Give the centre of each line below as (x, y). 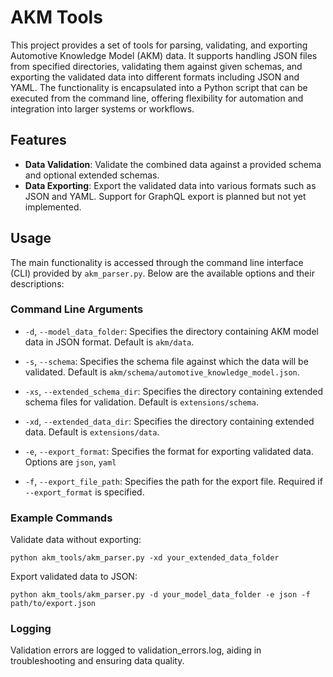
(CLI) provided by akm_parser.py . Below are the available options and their (162, 273)
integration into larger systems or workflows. (102, 108)
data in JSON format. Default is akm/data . (109, 342)
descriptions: (37, 283)
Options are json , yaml (70, 462)
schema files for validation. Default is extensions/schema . (141, 402)
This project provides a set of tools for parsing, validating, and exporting (159, 45)
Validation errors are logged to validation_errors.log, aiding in (136, 650)
